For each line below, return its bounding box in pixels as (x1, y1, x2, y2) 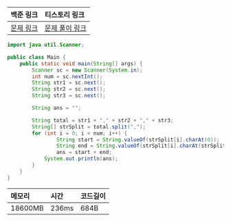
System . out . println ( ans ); (43, 155, 118, 162)
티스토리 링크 (44, 10, 85, 19)
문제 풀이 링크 (44, 23, 87, 33)
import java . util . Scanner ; (7, 41, 85, 48)
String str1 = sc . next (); (32, 79, 107, 87)
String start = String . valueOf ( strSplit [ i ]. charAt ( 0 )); (56, 136, 220, 143)
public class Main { (7, 54, 67, 60)
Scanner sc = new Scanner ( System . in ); (32, 67, 143, 74)
